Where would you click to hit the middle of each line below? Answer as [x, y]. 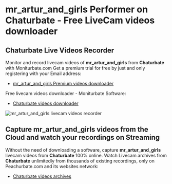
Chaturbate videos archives [42, 176]
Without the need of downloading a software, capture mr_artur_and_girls [83, 150]
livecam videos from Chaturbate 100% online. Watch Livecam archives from [86, 155]
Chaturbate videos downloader [45, 103]
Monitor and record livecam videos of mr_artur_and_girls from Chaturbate [85, 62]
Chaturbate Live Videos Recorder [60, 50]
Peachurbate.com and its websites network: [52, 166]
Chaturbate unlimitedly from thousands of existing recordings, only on [80, 161]
